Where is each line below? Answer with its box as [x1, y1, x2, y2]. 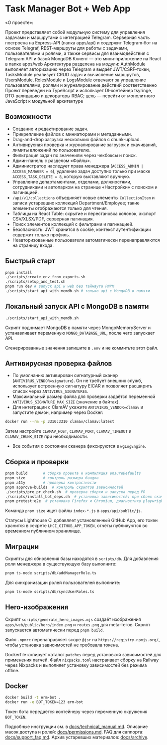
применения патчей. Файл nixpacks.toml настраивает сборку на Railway [5, 657, 159, 663]
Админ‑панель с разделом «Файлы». [12, 158, 91, 164]
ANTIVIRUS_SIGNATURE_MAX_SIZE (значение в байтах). [12, 399, 120, 405]
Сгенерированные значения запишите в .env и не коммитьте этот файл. [5, 345, 159, 351]
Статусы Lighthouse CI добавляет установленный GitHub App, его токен [5, 517, 158, 524]
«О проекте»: [5, 19, 34, 25]
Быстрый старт [5, 257, 56, 265]
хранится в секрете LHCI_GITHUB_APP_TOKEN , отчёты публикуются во [5, 523, 148, 529]
